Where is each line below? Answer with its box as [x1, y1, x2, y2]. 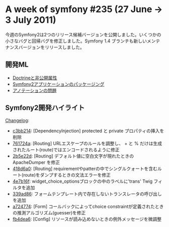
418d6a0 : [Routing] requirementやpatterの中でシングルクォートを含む [12, 165, 158, 172]
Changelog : [5, 117, 29, 123]
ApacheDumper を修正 [12, 159, 61, 165]
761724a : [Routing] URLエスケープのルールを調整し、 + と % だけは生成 [12, 140, 162, 146]
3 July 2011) [5, 14, 57, 26]
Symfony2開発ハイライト [5, 103, 85, 112]
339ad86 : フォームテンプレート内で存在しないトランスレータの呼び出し [12, 191, 162, 197]
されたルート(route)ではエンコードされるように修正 [12, 146, 120, 152]
